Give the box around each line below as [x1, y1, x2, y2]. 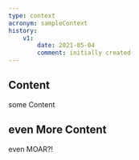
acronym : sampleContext [8, 19, 88, 27]
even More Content [8, 123, 107, 137]
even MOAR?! [8, 144, 54, 154]
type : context [8, 11, 56, 20]
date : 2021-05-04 [37, 42, 95, 50]
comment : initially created [37, 49, 131, 57]
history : [8, 26, 38, 34]
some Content [8, 99, 55, 109]
